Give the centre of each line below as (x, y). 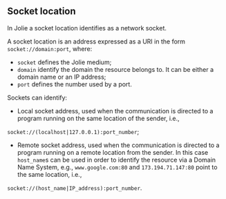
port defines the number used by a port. (75, 84)
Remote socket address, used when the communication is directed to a (118, 145)
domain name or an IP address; (62, 77)
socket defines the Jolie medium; (64, 62)
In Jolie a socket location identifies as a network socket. (87, 28)
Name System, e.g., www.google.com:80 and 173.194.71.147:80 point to (117, 167)
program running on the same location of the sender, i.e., (98, 118)
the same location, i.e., (49, 174)
